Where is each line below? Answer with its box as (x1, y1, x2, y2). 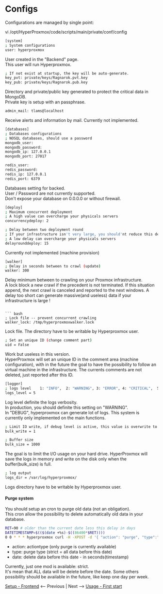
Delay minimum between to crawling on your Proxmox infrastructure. (5, 277, 143, 283)
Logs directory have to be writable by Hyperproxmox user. (5, 484, 122, 490)
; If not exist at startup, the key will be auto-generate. (5, 71, 130, 76)
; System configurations (5, 43, 55, 48)
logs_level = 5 (5, 390, 36, 395)
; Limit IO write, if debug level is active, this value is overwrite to (5, 424, 158, 429)
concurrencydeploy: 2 (5, 218, 49, 224)
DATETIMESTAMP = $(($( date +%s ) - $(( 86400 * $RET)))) (5, 530, 105, 536)
